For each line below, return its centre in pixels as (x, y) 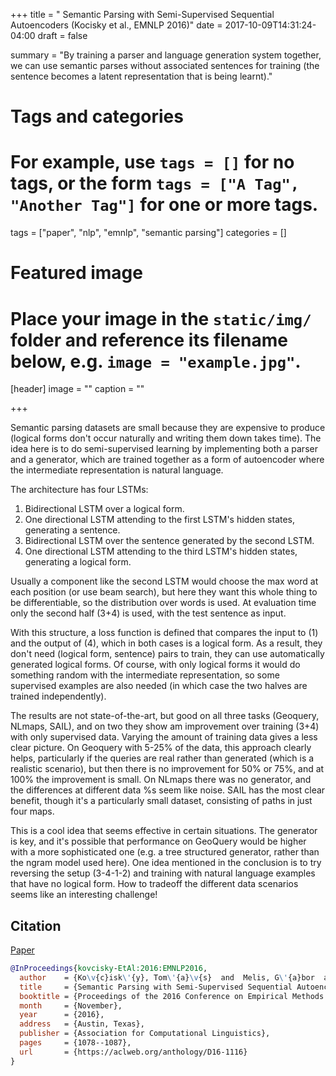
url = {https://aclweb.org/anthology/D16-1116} (133, 1052)
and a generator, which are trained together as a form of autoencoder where (167, 460)
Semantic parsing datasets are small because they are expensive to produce (168, 428)
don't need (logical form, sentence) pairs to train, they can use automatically (167, 654)
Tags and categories (97, 116)
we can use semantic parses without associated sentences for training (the (165, 65)
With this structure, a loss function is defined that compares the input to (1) (164, 633)
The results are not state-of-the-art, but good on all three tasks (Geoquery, (165, 716)
